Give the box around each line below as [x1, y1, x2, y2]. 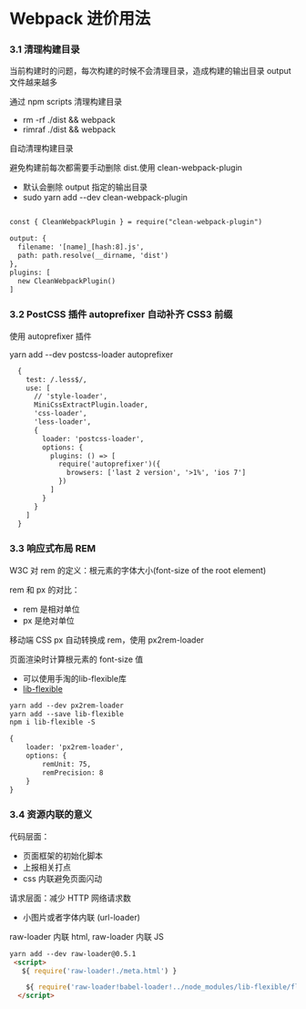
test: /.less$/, [25, 375, 88, 384]
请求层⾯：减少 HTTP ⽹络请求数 [9, 892, 132, 903]
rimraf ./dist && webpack [22, 124, 117, 135]
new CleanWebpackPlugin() [17, 276, 117, 285]
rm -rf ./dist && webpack [22, 115, 116, 126]
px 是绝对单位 [22, 614, 75, 625]
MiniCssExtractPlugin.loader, [33, 400, 148, 410]
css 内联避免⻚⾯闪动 [22, 872, 103, 884]
